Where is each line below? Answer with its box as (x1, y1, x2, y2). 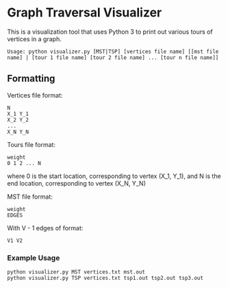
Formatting (7, 73, 55, 85)
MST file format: (7, 192, 53, 201)
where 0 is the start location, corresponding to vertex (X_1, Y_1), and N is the (7, 172, 221, 180)
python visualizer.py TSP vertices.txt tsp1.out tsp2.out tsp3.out (7, 275, 204, 282)
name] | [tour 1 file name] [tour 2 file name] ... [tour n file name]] (7, 54, 219, 61)
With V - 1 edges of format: (7, 223, 84, 232)
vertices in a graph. (7, 34, 62, 43)
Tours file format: (7, 140, 56, 148)
